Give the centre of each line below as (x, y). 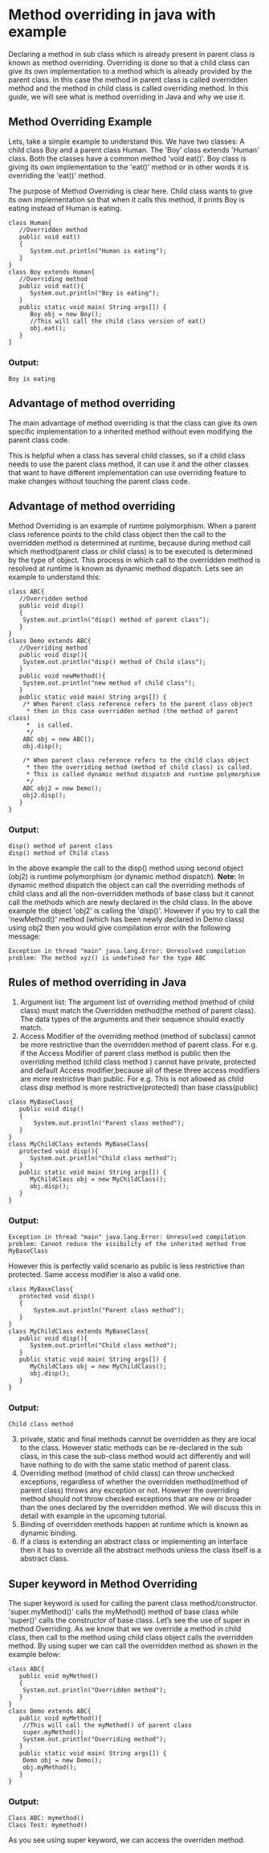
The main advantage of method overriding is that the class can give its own (133, 422)
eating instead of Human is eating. (65, 208)
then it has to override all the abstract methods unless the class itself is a (141, 1550)
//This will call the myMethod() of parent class (108, 1725)
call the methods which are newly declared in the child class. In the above (130, 902)
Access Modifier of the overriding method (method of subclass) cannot (138, 1036)
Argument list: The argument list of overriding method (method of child (137, 1002)
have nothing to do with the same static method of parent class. (125, 1465)
